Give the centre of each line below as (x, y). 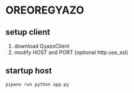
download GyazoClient (42, 46)
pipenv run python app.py (37, 84)
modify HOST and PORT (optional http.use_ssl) (71, 52)
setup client (28, 32)
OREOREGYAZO (45, 10)
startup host (29, 71)
